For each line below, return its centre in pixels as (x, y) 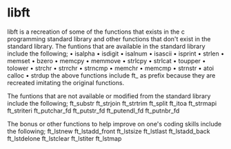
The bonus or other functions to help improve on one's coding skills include (114, 124)
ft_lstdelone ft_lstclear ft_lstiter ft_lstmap (64, 138)
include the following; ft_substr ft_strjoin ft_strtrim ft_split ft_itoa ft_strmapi (112, 103)
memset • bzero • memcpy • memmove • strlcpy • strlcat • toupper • (107, 60)
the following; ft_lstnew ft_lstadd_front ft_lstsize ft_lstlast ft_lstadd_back (109, 131)
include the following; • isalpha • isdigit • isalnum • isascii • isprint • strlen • (116, 54)
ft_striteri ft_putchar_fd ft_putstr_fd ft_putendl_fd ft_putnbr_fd (93, 111)
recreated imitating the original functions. (66, 82)
